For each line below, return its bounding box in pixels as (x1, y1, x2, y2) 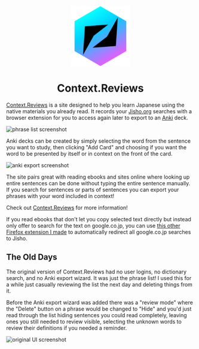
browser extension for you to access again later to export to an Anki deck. (6, 114, 188, 121)
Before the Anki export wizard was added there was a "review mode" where (6, 299, 193, 306)
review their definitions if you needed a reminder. (6, 324, 127, 332)
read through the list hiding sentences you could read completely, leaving (6, 311, 187, 318)
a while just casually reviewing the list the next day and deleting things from (6, 281, 193, 288)
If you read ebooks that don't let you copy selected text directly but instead (6, 215, 191, 222)
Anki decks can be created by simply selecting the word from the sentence (6, 137, 191, 145)
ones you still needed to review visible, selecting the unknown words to (6, 318, 182, 325)
